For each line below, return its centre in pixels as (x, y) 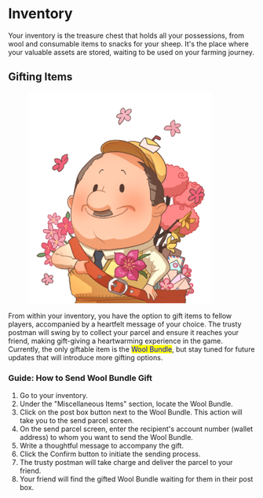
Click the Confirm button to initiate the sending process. (110, 454)
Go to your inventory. (53, 395)
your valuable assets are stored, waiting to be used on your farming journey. (131, 52)
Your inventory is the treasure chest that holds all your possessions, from (126, 35)
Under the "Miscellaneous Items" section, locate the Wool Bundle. (126, 404)
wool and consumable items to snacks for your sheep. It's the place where (128, 43)
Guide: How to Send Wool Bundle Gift (80, 378)
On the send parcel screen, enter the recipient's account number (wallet (136, 429)
